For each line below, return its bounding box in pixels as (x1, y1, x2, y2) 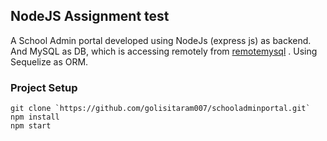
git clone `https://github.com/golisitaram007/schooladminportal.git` (10, 104, 311, 114)
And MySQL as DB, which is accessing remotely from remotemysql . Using (10, 45, 318, 57)
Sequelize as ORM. (10, 55, 89, 68)
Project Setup (10, 80, 78, 94)
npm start (10, 121, 52, 131)
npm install (10, 112, 60, 123)
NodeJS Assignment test (10, 8, 170, 25)
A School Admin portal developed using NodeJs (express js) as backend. (10, 34, 312, 46)
